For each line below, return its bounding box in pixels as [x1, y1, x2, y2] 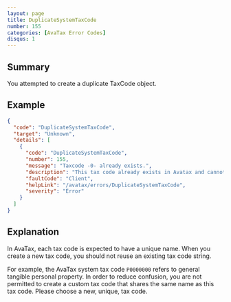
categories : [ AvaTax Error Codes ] [7, 29, 107, 36]
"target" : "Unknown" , [13, 130, 76, 138]
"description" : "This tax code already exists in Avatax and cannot [25, 169, 226, 175]
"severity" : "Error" [25, 188, 85, 195]
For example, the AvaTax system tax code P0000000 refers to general [7, 265, 200, 273]
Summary [7, 61, 50, 73]
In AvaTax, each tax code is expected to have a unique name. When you [7, 244, 211, 252]
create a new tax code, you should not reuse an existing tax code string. [7, 252, 212, 260]
